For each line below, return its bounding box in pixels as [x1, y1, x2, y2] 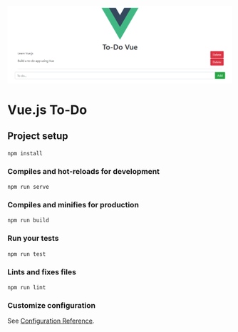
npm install [7, 150, 43, 157]
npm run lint [7, 284, 46, 291]
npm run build [7, 217, 50, 224]
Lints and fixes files [7, 266, 77, 276]
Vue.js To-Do [7, 102, 88, 118]
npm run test [7, 250, 46, 258]
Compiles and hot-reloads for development [7, 166, 160, 176]
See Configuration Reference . [7, 316, 95, 326]
